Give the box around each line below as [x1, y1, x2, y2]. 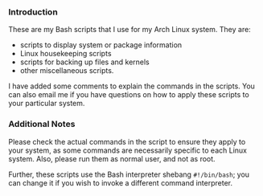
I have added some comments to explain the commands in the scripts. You [8, 81, 256, 91]
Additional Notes [8, 119, 76, 130]
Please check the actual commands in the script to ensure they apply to [8, 137, 246, 146]
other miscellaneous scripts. [19, 66, 114, 76]
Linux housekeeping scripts [19, 49, 112, 59]
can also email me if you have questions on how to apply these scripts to [8, 90, 249, 100]
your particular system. [8, 99, 85, 108]
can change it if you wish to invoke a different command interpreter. [8, 178, 233, 187]
